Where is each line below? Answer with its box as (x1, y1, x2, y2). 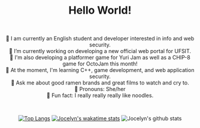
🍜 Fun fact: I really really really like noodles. (46, 92, 154, 99)
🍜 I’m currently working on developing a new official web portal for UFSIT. (9, 47, 191, 54)
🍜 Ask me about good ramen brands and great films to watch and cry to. (11, 79, 189, 86)
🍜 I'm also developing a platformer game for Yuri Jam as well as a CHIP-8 (9, 54, 191, 61)
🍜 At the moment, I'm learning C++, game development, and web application (5, 66, 195, 73)
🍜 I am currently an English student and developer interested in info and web (5, 35, 195, 42)
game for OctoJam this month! (62, 60, 138, 67)
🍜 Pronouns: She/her (74, 85, 126, 92)
